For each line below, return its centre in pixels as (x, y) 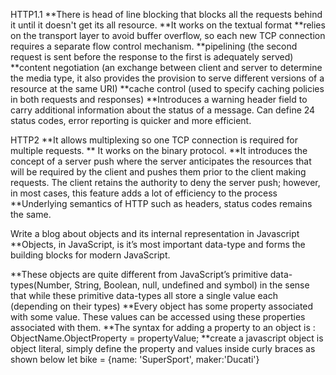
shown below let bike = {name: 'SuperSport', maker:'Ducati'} (135, 359)
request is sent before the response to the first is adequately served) (152, 57)
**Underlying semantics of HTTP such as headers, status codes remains (161, 203)
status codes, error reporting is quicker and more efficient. (131, 120)
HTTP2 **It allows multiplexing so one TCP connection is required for (154, 140)
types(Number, (41, 285)
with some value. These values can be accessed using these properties (158, 317)
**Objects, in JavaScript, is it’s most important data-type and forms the (158, 244)
